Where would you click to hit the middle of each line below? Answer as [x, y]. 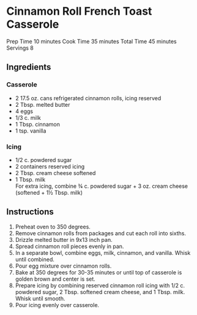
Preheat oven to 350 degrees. [53, 227]
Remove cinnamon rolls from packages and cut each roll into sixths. [101, 233]
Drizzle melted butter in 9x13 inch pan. [64, 239]
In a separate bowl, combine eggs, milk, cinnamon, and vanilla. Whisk [103, 252]
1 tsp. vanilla [31, 131]
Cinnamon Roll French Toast [79, 11]
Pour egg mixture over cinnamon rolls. [63, 266]
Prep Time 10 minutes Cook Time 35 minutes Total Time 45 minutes [91, 41]
